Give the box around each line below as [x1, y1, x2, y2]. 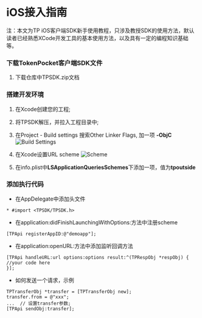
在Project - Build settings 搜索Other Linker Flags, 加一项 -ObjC [15, 131, 172, 139]
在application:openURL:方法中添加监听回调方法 [15, 242, 134, 249]
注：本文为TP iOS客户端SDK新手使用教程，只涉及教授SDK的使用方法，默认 [6, 27, 195, 34]
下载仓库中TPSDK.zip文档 [15, 74, 80, 81]
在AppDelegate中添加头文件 [15, 195, 86, 202]
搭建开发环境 [6, 91, 44, 99]
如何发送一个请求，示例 [15, 276, 74, 283]
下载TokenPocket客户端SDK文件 [6, 58, 103, 67]
